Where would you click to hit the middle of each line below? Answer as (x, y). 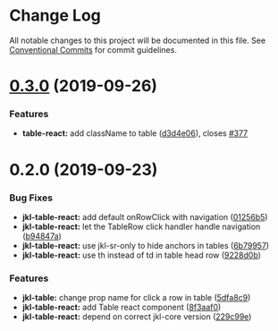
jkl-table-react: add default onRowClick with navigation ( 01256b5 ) (145, 216)
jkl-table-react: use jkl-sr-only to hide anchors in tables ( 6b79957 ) (146, 245)
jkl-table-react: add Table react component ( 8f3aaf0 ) (122, 307)
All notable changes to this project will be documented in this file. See (138, 40)
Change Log (55, 16)
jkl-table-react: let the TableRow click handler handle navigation (141, 226)
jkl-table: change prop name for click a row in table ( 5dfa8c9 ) (136, 298)
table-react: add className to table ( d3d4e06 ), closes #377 (135, 133)
